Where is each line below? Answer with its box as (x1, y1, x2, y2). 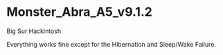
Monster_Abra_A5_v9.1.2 (6, 4, 153, 20)
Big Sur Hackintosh (6, 27, 62, 35)
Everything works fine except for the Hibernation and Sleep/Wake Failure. (6, 40, 216, 48)
